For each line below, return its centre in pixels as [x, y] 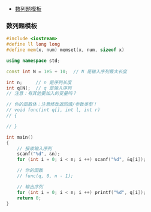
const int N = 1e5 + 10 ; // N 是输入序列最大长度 [67, 71]
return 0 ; [29, 198]
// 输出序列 [30, 187]
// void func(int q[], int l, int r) [53, 110]
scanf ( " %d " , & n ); [39, 154]
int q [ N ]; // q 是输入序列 [39, 88]
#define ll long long [33, 44]
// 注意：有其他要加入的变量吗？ [41, 94]
